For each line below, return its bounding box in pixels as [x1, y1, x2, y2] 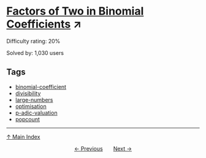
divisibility [15, 90, 41, 97]
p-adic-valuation [15, 109, 58, 117]
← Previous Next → [74, 145, 132, 152]
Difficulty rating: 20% [6, 37, 61, 45]
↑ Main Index [6, 133, 40, 140]
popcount [15, 115, 40, 123]
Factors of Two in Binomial [6, 4, 144, 18]
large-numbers [15, 96, 53, 103]
